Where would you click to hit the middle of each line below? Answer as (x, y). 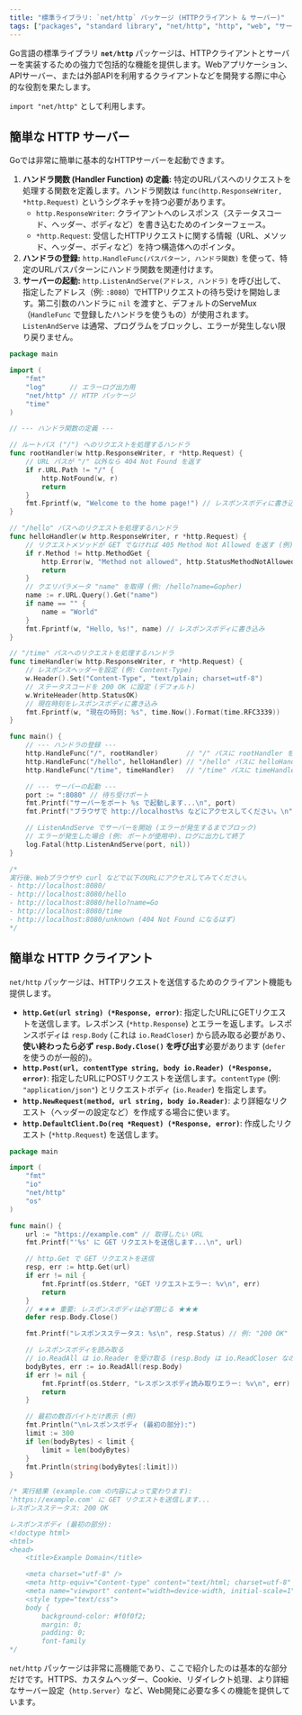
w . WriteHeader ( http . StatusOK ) (82, 695)
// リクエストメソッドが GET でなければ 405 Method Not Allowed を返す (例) (160, 545)
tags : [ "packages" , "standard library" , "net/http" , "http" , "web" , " (144, 26)
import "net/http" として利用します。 (80, 105)
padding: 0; (64, 1633)
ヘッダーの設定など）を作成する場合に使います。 (144, 1112)
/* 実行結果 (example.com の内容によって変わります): (101, 1492)
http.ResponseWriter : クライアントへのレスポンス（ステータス (151, 214)
